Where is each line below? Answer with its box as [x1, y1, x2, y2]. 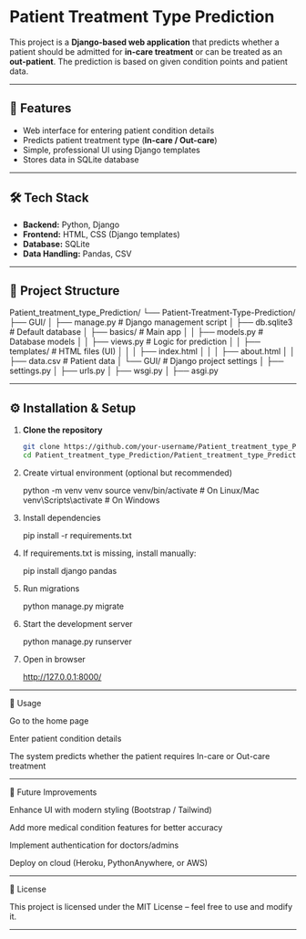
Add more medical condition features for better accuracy [9, 821, 223, 832]
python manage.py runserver [22, 636, 132, 647]
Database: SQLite [22, 238, 90, 249]
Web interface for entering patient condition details [22, 125, 215, 136]
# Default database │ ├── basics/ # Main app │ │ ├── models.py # [9, 327, 264, 338]
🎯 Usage [9, 697, 42, 708]
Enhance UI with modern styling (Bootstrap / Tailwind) [9, 804, 212, 815]
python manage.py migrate [22, 600, 125, 611]
